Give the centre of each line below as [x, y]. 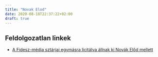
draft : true [17, 18]
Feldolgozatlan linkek [38, 38]
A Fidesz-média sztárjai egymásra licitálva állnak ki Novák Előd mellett [82, 50]
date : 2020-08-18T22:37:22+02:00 [39, 14]
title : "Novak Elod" [26, 9]
